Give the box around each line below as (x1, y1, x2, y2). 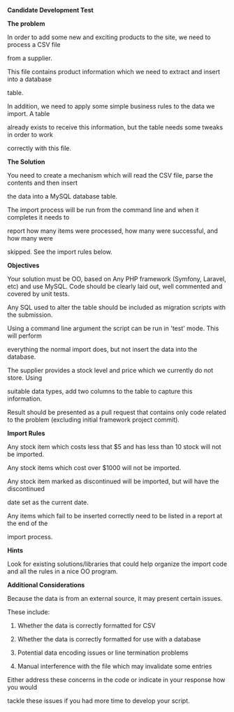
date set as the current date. (7, 498, 89, 506)
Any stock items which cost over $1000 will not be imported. (7, 464, 182, 471)
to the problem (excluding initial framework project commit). (7, 415, 180, 424)
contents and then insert (7, 178, 78, 187)
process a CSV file (7, 41, 61, 48)
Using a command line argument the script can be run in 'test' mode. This (7, 325, 219, 332)
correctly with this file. (7, 144, 72, 152)
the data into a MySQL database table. (7, 192, 117, 200)
